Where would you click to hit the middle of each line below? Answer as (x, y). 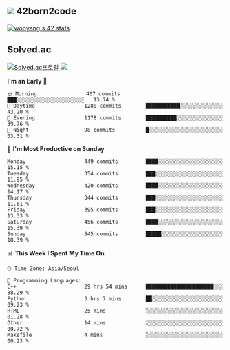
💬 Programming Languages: (44, 280)
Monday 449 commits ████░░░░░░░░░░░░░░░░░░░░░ (115, 162)
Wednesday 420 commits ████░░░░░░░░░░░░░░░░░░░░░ (115, 186)
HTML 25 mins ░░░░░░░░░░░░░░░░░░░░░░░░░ (115, 311)
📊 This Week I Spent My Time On (56, 253)
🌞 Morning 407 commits (64, 94)
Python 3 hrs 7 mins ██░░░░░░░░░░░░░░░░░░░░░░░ (115, 299)
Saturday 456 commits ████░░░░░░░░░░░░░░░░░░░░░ (115, 222)
